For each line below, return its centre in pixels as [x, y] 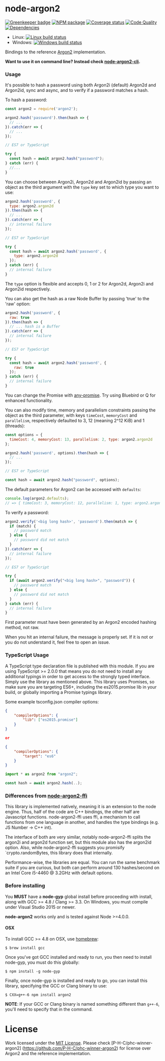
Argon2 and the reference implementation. [48, 1053]
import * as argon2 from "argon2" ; [41, 774]
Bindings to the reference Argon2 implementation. [56, 52]
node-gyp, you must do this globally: [42, 962]
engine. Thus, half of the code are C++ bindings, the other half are [72, 812]
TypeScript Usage [27, 655]
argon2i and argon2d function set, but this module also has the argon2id [78, 842]
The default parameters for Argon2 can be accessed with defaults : [73, 489]
